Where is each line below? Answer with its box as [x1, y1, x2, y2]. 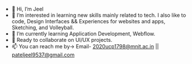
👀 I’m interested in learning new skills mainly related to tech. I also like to [11, 12, 186, 19]
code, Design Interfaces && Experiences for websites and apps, [11, 18, 166, 24]
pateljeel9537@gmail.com [11, 51, 75, 58]
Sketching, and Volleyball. [11, 24, 74, 31]
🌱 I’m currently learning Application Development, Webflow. [11, 30, 156, 37]
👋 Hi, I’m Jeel [11, 6, 44, 12]
